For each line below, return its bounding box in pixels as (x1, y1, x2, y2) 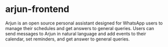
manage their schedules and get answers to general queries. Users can (5, 25, 154, 31)
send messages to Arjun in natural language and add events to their (5, 30, 146, 36)
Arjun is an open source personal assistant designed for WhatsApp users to (5, 20, 163, 26)
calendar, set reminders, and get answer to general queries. (5, 36, 130, 42)
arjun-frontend (5, 3, 69, 15)
